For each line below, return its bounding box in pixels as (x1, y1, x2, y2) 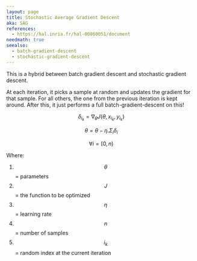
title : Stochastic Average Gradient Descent (6, 14, 120, 20)
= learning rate (14, 210, 52, 218)
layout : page (6, 8, 39, 15)
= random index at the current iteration (14, 250, 111, 257)
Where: (6, 151, 25, 159)
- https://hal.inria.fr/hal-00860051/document (11, 31, 131, 37)
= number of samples (14, 229, 69, 236)
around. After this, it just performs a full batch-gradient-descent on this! (6, 101, 185, 108)
